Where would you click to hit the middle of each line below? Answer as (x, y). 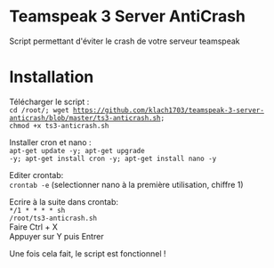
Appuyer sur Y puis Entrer (56, 236)
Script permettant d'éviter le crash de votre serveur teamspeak (125, 41)
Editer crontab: (36, 175)
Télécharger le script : (49, 102)
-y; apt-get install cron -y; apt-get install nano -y (113, 158)
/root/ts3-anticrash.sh (53, 218)
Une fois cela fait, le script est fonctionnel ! (88, 253)
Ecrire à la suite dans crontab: (64, 201)
